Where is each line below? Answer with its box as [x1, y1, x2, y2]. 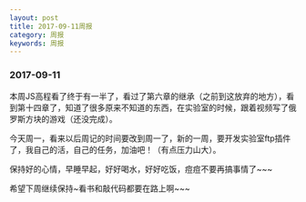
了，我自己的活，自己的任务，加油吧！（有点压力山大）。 [9, 144, 221, 155]
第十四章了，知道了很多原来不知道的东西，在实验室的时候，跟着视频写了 [16, 102, 289, 113]
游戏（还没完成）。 [48, 113, 117, 124]
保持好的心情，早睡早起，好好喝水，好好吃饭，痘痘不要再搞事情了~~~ [9, 163, 273, 174]
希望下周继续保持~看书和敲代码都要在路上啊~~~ [9, 183, 191, 194]
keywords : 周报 [9, 38, 65, 48]
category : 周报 [9, 30, 65, 39]
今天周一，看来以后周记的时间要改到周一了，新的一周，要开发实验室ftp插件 [9, 133, 291, 144]
